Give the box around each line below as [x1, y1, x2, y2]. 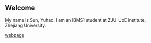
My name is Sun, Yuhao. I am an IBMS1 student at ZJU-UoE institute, [5, 17, 146, 23]
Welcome [5, 4, 35, 12]
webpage [5, 32, 25, 38]
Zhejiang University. [5, 22, 46, 28]
